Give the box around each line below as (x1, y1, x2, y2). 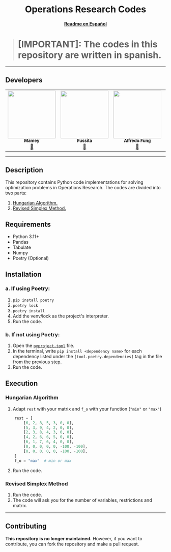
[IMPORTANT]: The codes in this (17, 38, 158, 50)
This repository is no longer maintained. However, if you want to (5, 535, 142, 541)
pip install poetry (12, 298, 54, 303)
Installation (5, 270, 42, 278)
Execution (5, 379, 38, 388)
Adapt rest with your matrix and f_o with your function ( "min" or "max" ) (12, 405, 162, 412)
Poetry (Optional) (12, 255, 49, 262)
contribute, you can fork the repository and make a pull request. (5, 541, 139, 547)
